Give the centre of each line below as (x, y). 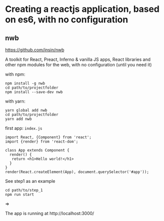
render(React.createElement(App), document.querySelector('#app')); (77, 172)
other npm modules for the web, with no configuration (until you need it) (79, 65)
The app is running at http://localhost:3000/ (50, 213)
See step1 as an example (30, 181)
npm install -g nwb (25, 83)
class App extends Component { (37, 150)
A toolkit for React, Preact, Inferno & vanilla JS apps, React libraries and (78, 59)
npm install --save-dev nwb (34, 92)
